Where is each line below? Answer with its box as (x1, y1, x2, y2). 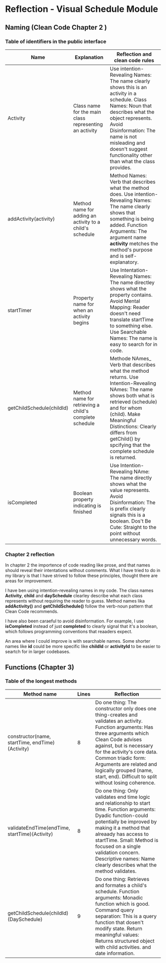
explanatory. (110, 259, 139, 265)
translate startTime (110, 316, 154, 323)
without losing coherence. (95, 779, 156, 786)
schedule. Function (95, 888, 140, 895)
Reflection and (116, 50, 152, 57)
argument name (110, 234, 147, 241)
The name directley (110, 279, 155, 286)
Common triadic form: (95, 754, 146, 761)
